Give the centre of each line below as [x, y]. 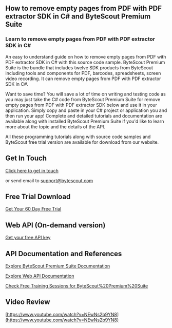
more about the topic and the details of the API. [55, 127]
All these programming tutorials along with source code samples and [78, 137]
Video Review [28, 302]
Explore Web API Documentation [40, 276]
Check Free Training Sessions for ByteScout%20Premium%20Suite [77, 286]
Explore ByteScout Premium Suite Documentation [58, 266]
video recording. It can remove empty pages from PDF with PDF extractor [83, 79]
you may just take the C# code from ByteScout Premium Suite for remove [83, 99]
